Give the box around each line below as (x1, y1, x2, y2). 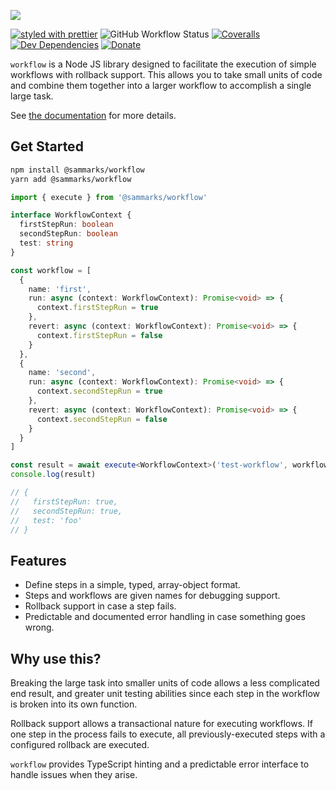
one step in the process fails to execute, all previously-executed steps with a (10, 728, 326, 740)
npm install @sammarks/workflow (10, 165, 145, 175)
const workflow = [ (10, 265, 92, 275)
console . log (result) (10, 470, 97, 480)
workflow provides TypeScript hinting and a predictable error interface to (10, 758, 310, 770)
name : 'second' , (28, 368, 97, 378)
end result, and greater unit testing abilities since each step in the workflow (10, 688, 321, 700)
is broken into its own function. (10, 698, 138, 710)
